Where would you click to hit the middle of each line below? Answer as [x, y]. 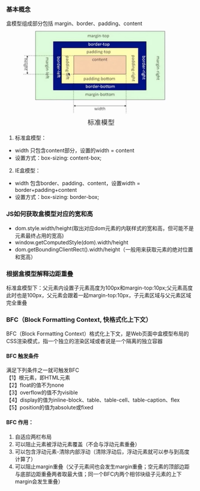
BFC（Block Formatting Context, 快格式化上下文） [79, 319]
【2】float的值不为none [35, 385]
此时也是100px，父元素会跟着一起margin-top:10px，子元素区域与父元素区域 [99, 295]
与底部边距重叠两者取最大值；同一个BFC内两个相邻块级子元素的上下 [98, 474]
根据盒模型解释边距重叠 [40, 274]
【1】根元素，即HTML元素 [38, 378]
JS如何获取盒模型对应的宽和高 [50, 214]
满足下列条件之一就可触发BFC [43, 370]
